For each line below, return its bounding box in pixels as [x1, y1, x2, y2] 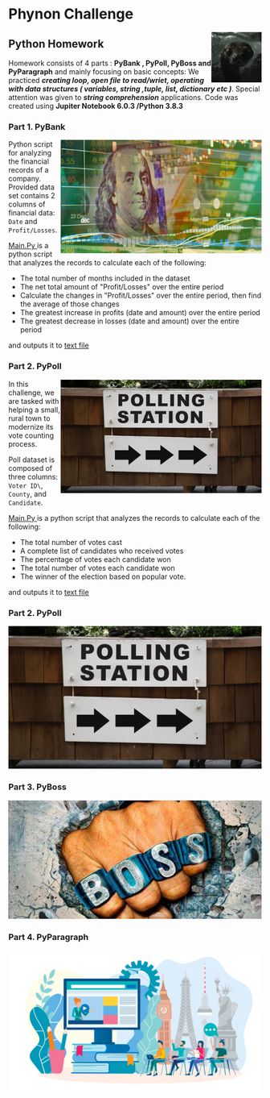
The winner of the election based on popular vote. [19, 572, 186, 581]
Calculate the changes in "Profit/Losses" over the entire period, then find [19, 291, 262, 301]
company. [8, 174, 42, 184]
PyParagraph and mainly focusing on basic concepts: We [8, 67, 199, 77]
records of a [8, 165, 49, 175]
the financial [8, 156, 50, 166]
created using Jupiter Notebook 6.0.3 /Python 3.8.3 [8, 102, 183, 110]
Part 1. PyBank [8, 121, 66, 132]
